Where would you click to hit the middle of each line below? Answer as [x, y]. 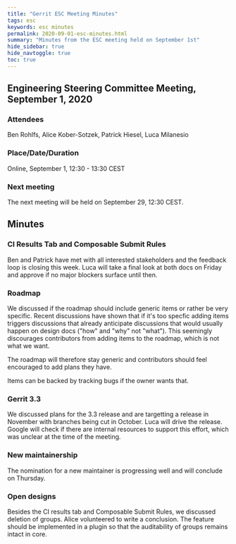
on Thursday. [26, 478]
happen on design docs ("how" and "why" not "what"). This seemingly [110, 331]
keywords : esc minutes [41, 27]
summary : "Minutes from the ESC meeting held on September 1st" [104, 40]
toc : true [22, 60]
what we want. [29, 346]
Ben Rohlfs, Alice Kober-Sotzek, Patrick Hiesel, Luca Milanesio [98, 135]
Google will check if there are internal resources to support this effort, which [118, 429]
